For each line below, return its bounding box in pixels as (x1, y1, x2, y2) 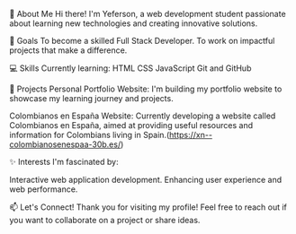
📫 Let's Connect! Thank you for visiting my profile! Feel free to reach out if (9, 202, 288, 212)
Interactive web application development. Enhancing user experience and (9, 175, 283, 185)
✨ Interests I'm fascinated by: (9, 157, 119, 167)
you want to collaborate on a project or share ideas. (9, 215, 201, 225)
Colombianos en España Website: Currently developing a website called (9, 110, 276, 121)
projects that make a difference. (9, 45, 128, 56)
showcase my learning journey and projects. (9, 93, 174, 103)
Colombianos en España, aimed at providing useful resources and (9, 120, 254, 130)
